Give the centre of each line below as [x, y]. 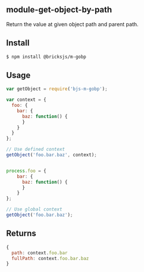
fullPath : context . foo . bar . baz [50, 258]
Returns [21, 234]
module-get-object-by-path [59, 10]
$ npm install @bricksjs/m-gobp [46, 57]
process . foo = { [26, 171]
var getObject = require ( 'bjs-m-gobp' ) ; [57, 89]
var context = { [26, 100]
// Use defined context [36, 149]
